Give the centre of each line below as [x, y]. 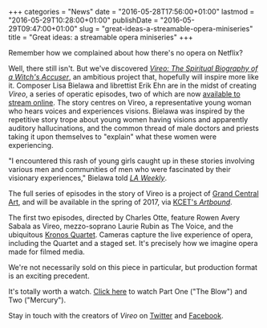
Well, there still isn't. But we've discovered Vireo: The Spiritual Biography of [133, 68]
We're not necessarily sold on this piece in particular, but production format [133, 267]
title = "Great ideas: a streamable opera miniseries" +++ [101, 37]
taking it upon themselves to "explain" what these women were [113, 137]
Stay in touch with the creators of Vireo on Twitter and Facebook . [116, 316]
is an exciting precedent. [49, 276]
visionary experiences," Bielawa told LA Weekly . [87, 178]
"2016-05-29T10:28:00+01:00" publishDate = [83, 20]
